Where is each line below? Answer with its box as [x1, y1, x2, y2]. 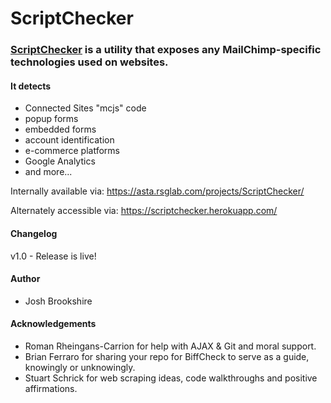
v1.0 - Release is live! [10, 250, 97, 262]
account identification [24, 134, 115, 146]
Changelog [10, 227, 58, 239]
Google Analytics [24, 155, 96, 167]
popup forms [24, 113, 79, 125]
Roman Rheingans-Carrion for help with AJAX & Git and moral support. [24, 340, 317, 352]
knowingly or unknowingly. [24, 361, 136, 373]
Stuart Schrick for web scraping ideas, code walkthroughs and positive [24, 372, 318, 384]
